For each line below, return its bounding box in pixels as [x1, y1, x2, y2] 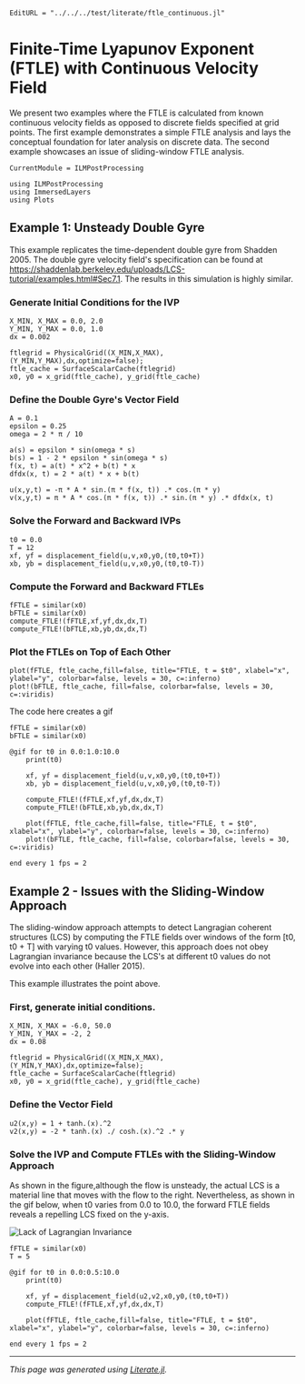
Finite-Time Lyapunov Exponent [9, 39, 255, 59]
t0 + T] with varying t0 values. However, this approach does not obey [9, 941, 270, 952]
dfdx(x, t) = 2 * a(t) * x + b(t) [9, 469, 141, 479]
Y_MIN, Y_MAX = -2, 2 [9, 1029, 92, 1038]
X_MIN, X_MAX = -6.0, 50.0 [9, 1021, 112, 1031]
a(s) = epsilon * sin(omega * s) [9, 446, 136, 455]
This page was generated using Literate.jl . [9, 1364, 168, 1375]
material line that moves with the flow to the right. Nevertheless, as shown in [9, 1189, 295, 1200]
